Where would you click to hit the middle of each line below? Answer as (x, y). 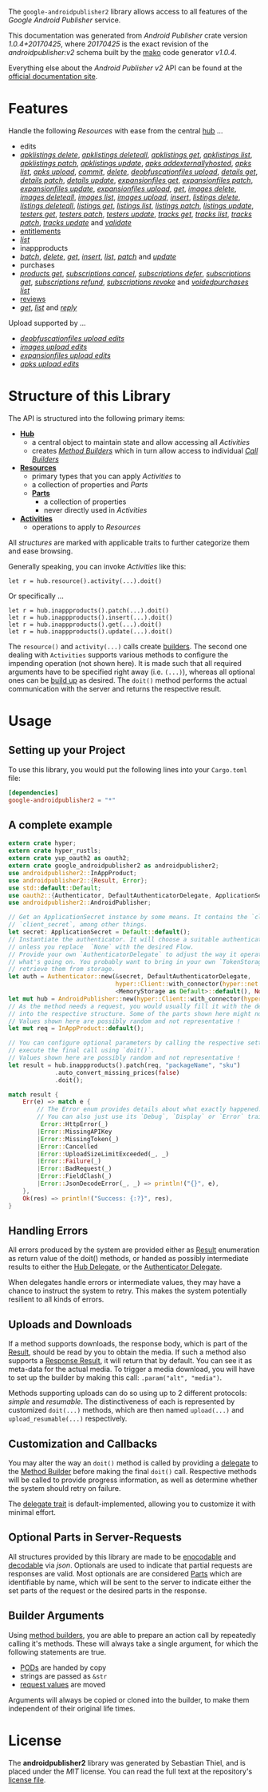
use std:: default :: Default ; (55, 888)
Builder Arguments (56, 1616)
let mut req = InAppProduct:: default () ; (77, 1029)
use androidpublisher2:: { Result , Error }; (78, 880)
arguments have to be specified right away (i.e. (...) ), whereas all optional (132, 672)
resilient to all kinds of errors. (56, 1299)
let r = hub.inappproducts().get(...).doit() (85, 624)
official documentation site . (53, 76)
